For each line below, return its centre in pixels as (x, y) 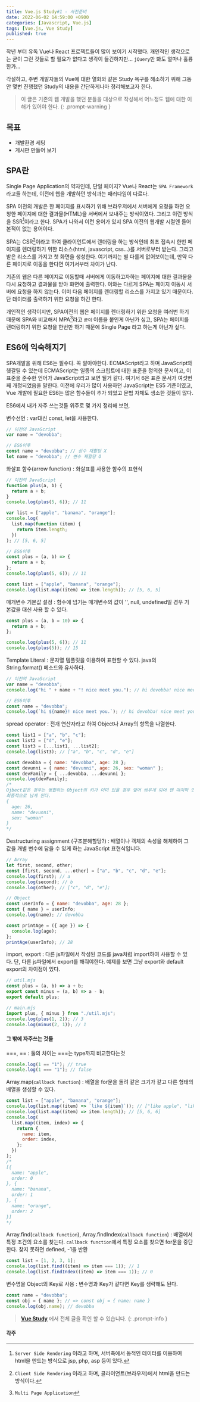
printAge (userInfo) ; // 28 (40, 942)
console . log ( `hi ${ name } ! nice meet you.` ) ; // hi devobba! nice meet (96, 712)
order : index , (40, 1139)
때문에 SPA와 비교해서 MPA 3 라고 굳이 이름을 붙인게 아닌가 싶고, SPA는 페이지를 (98, 319)
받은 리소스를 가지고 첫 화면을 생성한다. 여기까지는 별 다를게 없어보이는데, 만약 (97, 257)
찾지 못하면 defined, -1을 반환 (53, 1250)
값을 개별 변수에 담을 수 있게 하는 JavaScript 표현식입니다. (74, 849)
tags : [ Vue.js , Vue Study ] (40, 28)
